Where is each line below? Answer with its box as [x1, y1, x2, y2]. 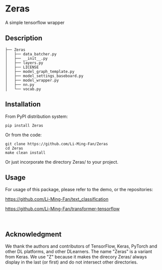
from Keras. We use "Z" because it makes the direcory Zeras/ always [5, 254, 147, 260]
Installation [5, 100, 41, 109]
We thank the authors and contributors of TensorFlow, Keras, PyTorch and [5, 243, 158, 250]
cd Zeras [5, 146, 23, 151]
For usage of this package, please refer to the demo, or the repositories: [5, 187, 154, 193]
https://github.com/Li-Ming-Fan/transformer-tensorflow [5, 206, 120, 212]
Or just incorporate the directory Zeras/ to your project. [5, 159, 119, 165]
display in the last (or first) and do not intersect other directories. [5, 259, 138, 265]
